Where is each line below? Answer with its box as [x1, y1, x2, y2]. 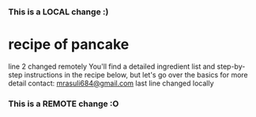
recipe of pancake [8, 36, 130, 54]
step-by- [216, 62, 246, 71]
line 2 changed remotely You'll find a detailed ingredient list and [8, 62, 216, 71]
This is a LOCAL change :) [8, 6, 109, 17]
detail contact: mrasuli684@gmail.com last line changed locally [8, 78, 215, 88]
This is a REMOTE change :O [8, 98, 119, 109]
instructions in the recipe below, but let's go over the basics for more [24, 70, 249, 79]
